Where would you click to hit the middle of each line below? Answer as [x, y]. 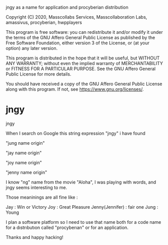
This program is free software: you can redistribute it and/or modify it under [84, 32]
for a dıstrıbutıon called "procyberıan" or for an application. [67, 227]
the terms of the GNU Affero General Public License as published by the [80, 38]
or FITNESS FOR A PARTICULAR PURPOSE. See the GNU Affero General [81, 69]
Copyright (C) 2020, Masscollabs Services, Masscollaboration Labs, [77, 17]
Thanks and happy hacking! [35, 237]
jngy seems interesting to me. [37, 187]
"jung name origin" [25, 143]
